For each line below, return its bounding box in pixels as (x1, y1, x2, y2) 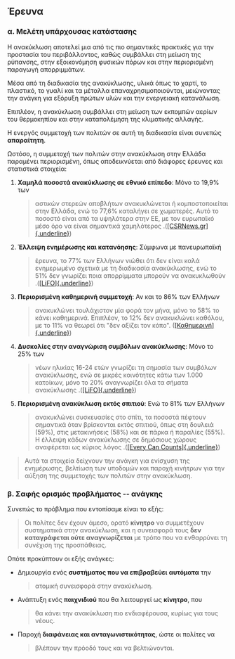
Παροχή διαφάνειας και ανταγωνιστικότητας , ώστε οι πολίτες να (17, 629, 215, 639)
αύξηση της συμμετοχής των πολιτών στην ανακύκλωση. (24, 471, 193, 480)
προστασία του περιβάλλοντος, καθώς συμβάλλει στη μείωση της (7, 50, 201, 58)
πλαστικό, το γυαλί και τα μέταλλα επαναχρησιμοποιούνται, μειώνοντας (7, 86, 221, 94)
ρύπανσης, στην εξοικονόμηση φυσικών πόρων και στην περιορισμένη (7, 58, 214, 66)
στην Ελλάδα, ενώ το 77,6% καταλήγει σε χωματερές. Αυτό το (34, 207, 219, 215)
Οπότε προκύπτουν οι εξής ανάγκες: (7, 554, 114, 563)
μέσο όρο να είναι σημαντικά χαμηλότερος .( (34, 222, 168, 230)
